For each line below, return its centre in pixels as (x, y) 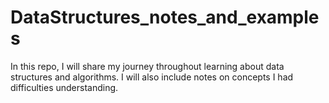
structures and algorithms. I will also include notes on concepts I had (152, 77)
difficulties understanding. (64, 87)
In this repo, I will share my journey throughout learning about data (147, 66)
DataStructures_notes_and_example (165, 17)
